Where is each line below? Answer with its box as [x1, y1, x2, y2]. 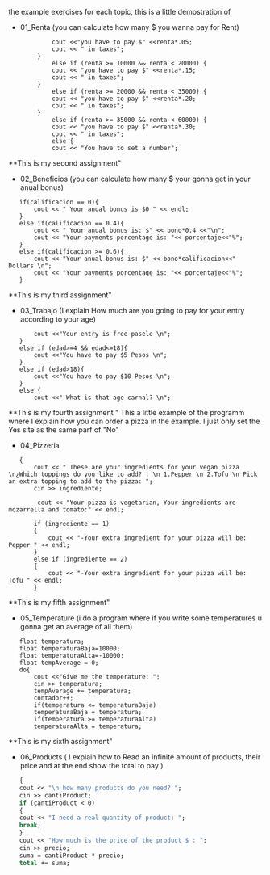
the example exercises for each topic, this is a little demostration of [8, 7, 231, 16]
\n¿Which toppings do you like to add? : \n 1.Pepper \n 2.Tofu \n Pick [8, 470, 258, 478]
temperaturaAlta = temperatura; [33, 722, 143, 730]
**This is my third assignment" [8, 290, 112, 300]
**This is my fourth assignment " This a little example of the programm [8, 408, 245, 417]
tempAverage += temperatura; [33, 687, 131, 695]
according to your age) [19, 314, 97, 324]
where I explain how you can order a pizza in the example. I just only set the [8, 416, 260, 426]
